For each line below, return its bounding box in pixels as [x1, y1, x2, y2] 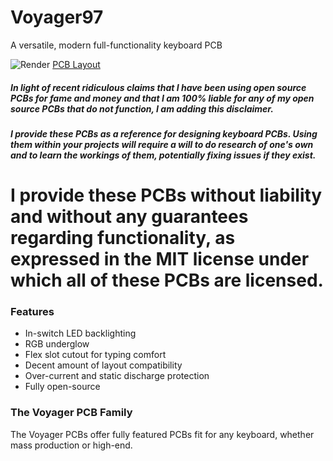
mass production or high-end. [10, 439, 133, 451]
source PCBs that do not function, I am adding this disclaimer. [10, 102, 274, 115]
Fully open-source [24, 381, 101, 393]
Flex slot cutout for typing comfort [24, 349, 167, 361]
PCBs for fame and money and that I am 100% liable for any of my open [10, 92, 315, 104]
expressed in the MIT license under [10, 248, 310, 271]
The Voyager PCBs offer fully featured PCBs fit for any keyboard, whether [10, 428, 315, 440]
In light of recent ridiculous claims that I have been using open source [10, 81, 307, 93]
